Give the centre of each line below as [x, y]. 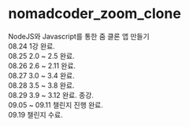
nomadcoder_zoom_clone [94, 14]
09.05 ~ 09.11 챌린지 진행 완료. [56, 105]
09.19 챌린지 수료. [35, 114]
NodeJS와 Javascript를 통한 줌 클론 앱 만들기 [79, 36]
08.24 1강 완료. [31, 46]
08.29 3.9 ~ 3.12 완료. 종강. [51, 95]
